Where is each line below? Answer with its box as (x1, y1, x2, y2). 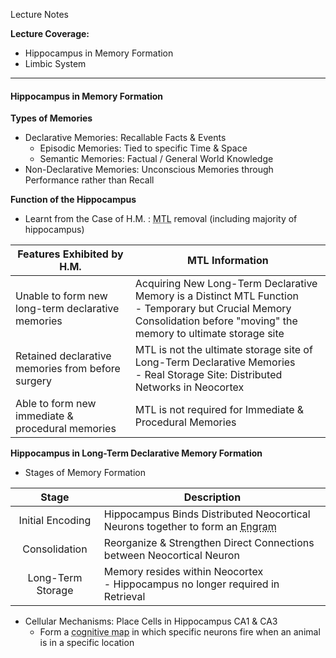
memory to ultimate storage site (134, 327, 285, 341)
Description (183, 490, 242, 504)
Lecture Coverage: (10, 28, 90, 39)
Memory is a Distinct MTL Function (134, 289, 299, 303)
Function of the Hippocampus (10, 194, 137, 206)
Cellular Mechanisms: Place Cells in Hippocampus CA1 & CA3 (24, 615, 278, 628)
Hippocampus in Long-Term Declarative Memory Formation (10, 447, 263, 459)
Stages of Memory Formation (24, 467, 146, 479)
